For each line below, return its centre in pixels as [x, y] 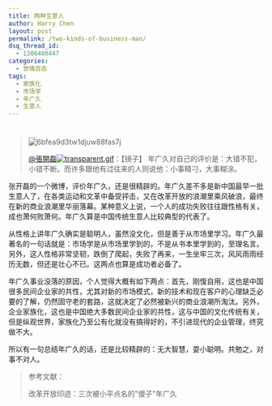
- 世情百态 [32, 69]
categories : [28, 62]
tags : [17, 76]
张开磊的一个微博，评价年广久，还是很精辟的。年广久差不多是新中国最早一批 [136, 186]
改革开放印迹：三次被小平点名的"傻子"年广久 [102, 394]
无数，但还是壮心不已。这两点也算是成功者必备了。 [100, 264]
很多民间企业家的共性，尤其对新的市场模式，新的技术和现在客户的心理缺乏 [132, 292]
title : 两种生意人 [36, 16]
